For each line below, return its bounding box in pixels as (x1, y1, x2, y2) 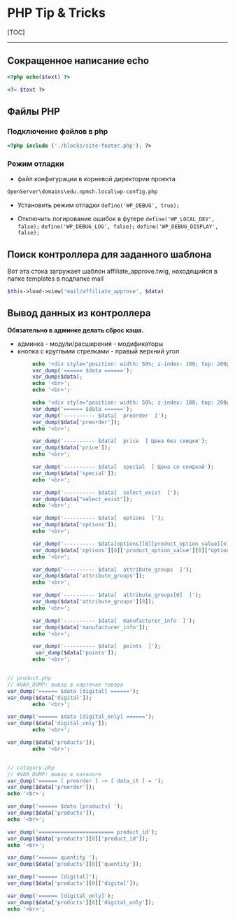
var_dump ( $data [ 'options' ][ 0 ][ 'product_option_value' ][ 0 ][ (32, 547, 208, 554)
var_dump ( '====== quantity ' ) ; (7, 854, 99, 862)
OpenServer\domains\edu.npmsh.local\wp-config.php (7, 188, 158, 195)
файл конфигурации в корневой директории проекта (17, 175, 176, 183)
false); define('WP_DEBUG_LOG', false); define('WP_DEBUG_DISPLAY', (17, 223, 219, 230)
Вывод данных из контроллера (7, 307, 152, 319)
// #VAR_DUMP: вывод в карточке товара (7, 681, 124, 688)
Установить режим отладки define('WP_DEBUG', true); (17, 201, 180, 209)
